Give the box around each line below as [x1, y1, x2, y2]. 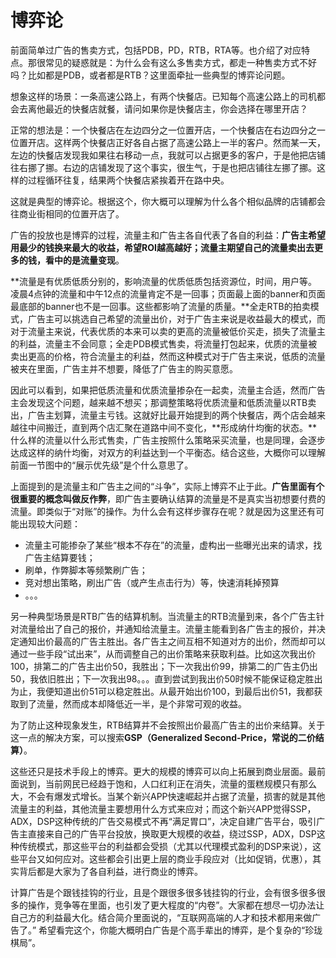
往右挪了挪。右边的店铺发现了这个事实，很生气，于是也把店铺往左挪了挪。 [10, 161, 317, 173]
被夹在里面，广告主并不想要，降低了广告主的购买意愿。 [10, 362, 238, 375]
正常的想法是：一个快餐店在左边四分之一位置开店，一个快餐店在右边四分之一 [10, 124, 326, 136]
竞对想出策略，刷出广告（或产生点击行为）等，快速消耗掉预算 [24, 576, 280, 588]
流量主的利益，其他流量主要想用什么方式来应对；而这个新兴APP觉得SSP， [10, 802, 317, 815]
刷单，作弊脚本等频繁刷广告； [24, 564, 148, 576]
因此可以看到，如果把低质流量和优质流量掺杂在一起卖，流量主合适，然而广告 [10, 384, 326, 396]
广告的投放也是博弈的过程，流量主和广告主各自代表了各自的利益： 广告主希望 [10, 229, 326, 241]
